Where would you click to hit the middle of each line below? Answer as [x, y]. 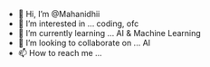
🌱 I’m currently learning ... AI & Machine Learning [109, 33]
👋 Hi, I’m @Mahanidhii [59, 14]
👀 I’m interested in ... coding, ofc [78, 24]
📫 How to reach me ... [60, 53]
